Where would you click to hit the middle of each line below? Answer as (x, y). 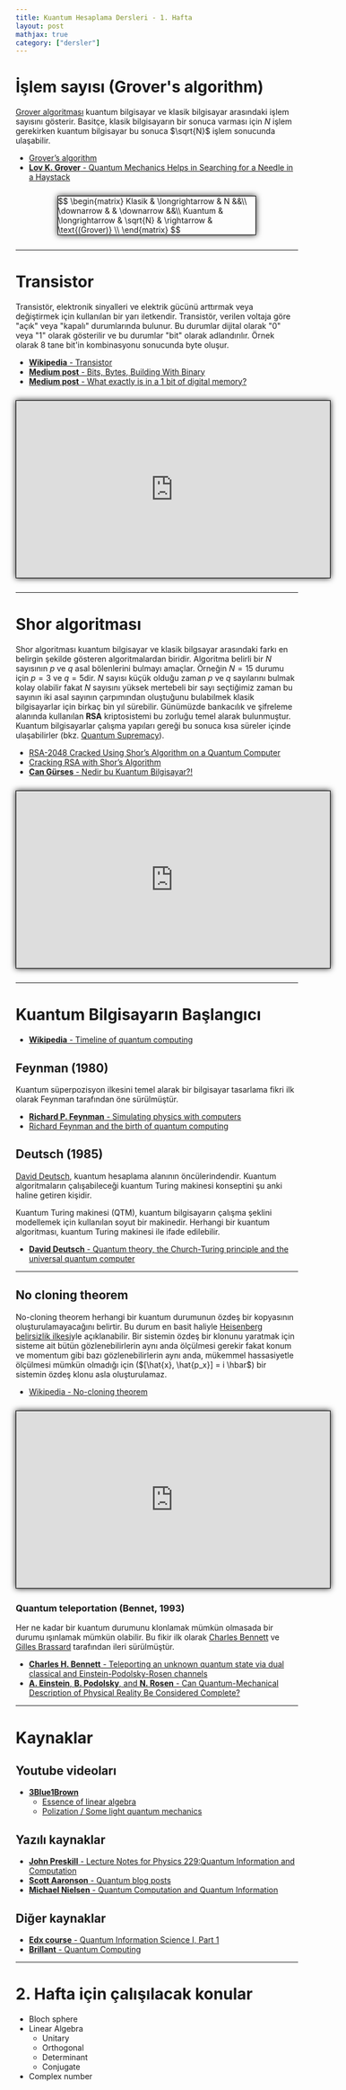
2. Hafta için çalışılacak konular (134, 1994)
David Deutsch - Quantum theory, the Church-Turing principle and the (158, 1249)
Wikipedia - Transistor (70, 362)
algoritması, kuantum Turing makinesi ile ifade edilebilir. (118, 1231)
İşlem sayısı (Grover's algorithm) (140, 87)
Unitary (56, 2038)
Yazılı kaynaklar (61, 1840)
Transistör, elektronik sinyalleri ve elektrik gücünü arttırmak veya (134, 306)
